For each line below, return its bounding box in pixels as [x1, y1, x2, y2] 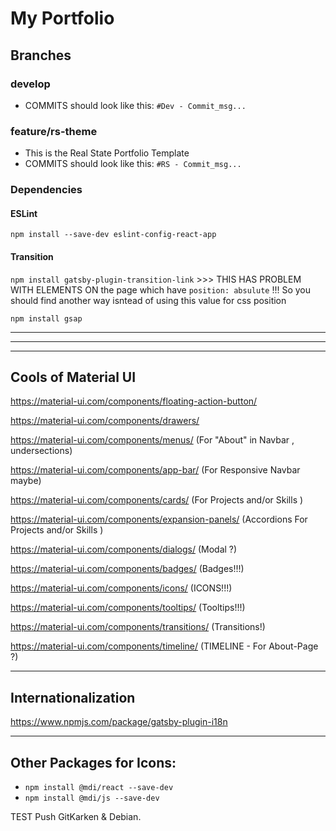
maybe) [10, 475, 42, 487]
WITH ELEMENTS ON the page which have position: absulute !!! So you [10, 283, 312, 296]
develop [10, 77, 51, 91]
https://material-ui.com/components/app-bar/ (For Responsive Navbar [10, 464, 301, 476]
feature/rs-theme [10, 124, 98, 138]
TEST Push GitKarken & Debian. [10, 810, 142, 822]
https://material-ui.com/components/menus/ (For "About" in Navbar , [10, 434, 295, 446]
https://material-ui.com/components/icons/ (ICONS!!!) [10, 582, 233, 594]
